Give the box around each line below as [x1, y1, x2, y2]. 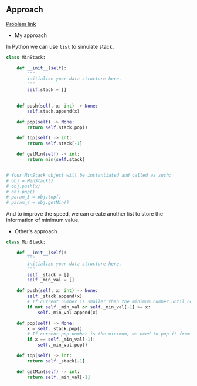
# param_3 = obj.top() [6, 194, 62, 200]
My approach [14, 32, 47, 39]
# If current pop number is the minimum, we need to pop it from [27, 331, 191, 337]
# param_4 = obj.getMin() [6, 200, 69, 206]
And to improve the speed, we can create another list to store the [6, 210, 163, 217]
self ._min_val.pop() [37, 342, 88, 348]
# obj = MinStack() [6, 177, 54, 184]
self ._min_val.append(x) [37, 310, 98, 315]
